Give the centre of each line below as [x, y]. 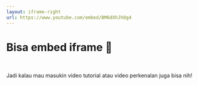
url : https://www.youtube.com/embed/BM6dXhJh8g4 [69, 17]
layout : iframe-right [34, 12]
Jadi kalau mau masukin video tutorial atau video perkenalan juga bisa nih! [99, 75]
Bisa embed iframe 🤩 [59, 47]
